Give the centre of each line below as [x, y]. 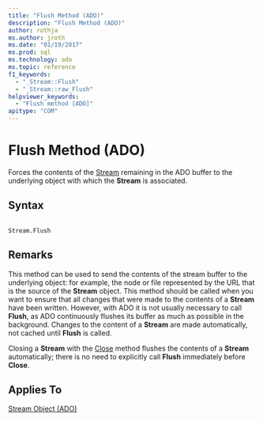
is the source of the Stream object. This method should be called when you [131, 290]
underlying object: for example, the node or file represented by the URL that [131, 283]
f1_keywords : [30, 74]
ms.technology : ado [40, 60]
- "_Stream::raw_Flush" [54, 89]
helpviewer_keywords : [44, 97]
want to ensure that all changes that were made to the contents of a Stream [131, 299]
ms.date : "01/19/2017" [45, 45]
